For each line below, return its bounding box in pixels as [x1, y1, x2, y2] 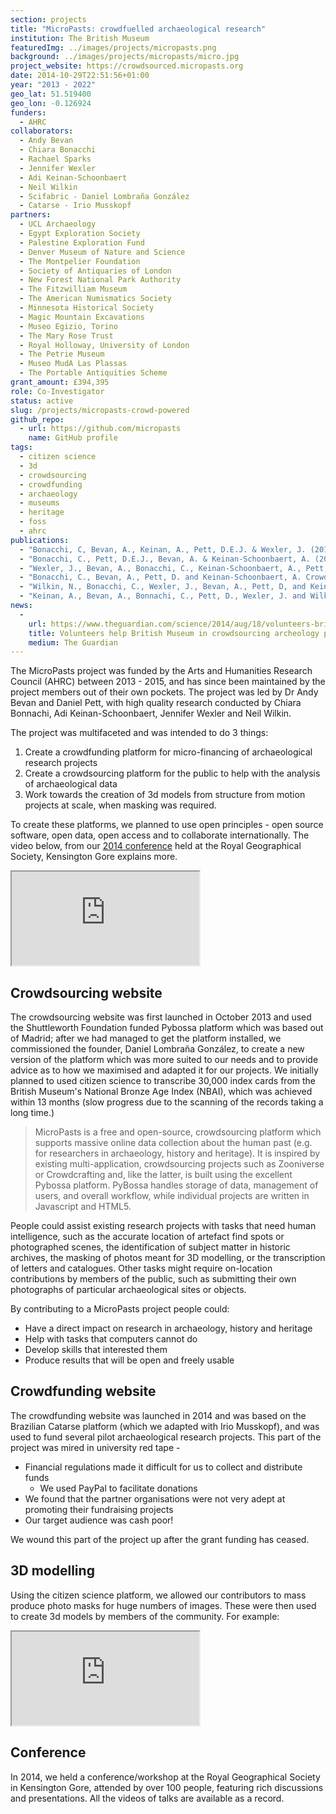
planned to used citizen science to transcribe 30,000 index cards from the [10, 1075, 317, 1087]
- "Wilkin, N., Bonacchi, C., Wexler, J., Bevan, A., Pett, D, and [19, 582, 307, 592]
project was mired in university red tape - [10, 1441, 181, 1453]
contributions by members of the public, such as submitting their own [10, 1273, 297, 1285]
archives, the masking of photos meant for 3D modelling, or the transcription [10, 1252, 326, 1264]
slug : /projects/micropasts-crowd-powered [10, 405, 190, 415]
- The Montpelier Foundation [19, 256, 141, 266]
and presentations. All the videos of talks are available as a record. [10, 1792, 285, 1804]
